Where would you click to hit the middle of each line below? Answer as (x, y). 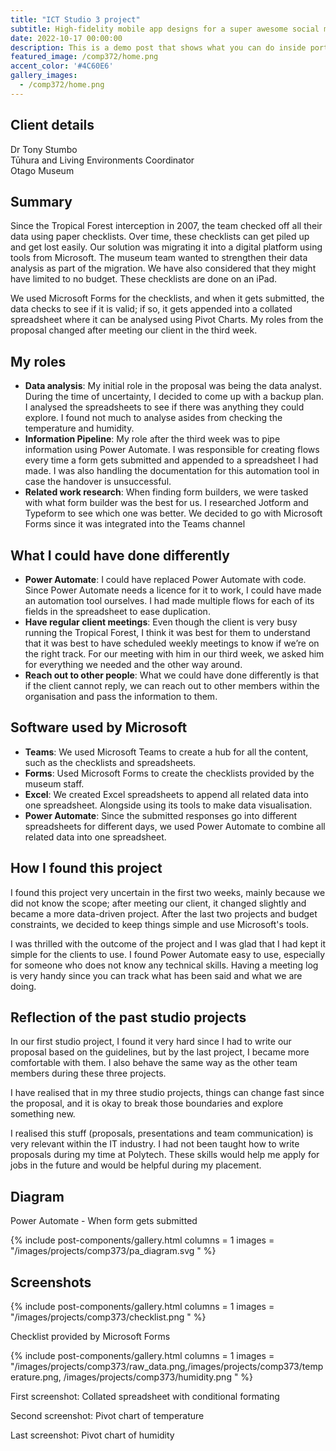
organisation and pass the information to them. (121, 696)
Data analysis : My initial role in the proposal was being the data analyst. (173, 386)
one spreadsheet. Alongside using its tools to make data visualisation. (168, 805)
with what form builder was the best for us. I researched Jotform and (166, 503)
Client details (52, 125)
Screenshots (51, 1282)
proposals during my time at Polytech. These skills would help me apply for (165, 1155)
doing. (23, 986)
